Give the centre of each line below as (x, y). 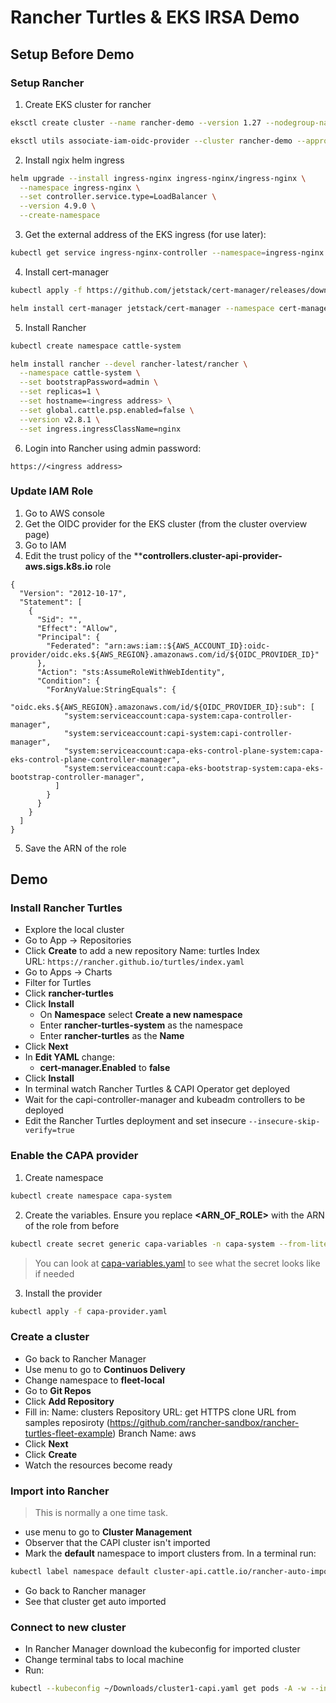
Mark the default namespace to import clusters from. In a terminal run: (170, 1553)
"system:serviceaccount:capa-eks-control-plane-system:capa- (194, 751)
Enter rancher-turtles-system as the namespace (141, 1025)
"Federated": (73, 646)
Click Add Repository (69, 1401)
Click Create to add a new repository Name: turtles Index (142, 951)
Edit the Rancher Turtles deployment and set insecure (135, 1121)
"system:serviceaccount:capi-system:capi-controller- (178, 733)
